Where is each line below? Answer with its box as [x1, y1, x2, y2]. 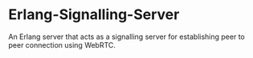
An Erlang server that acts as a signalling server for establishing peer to [8, 32, 245, 41]
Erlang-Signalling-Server [8, 6, 180, 24]
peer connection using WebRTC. [8, 40, 116, 49]
